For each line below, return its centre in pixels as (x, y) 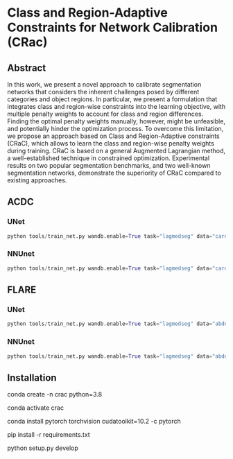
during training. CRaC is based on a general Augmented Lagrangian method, (116, 151)
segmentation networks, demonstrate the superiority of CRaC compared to (114, 173)
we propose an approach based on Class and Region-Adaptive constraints (113, 136)
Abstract (27, 68)
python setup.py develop (43, 448)
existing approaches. (37, 180)
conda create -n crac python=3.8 (55, 395)
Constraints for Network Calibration (113, 27)
